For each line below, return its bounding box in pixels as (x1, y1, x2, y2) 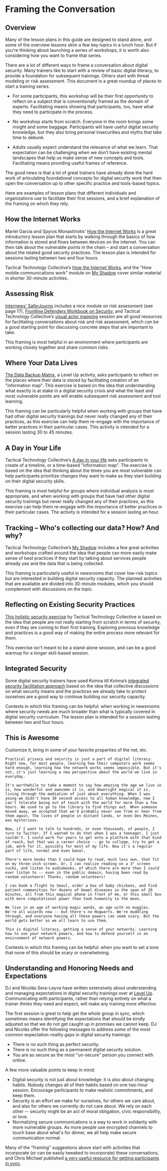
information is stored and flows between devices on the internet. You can (5, 238, 156, 245)
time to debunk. (12, 135, 45, 140)
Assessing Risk (5, 289, 54, 298)
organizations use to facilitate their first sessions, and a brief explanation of (5, 196, 160, 201)
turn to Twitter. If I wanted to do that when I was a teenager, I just (5, 831, 160, 836)
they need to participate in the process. (12, 109, 94, 115)
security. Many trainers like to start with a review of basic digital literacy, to (5, 67, 159, 73)
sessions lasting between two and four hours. (5, 254, 99, 260)
